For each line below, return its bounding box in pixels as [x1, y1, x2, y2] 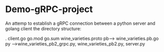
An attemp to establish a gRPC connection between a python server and [5, 20, 155, 26]
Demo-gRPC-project [5, 4, 93, 15]
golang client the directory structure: [5, 25, 82, 31]
